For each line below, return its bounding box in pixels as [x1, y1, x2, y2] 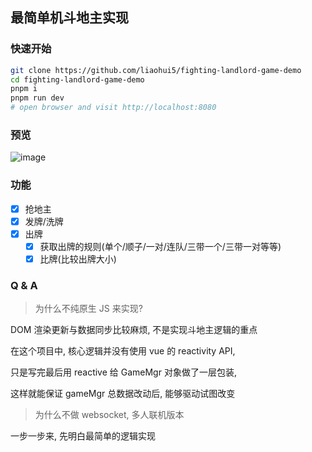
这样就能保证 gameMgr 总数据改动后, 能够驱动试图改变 [10, 388, 236, 400]
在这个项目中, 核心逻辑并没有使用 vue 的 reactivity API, [10, 345, 236, 357]
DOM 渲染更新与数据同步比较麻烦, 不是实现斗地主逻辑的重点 [10, 324, 258, 336]
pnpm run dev [10, 93, 65, 103]
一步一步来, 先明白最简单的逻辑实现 [10, 430, 156, 442]
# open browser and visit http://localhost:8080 [10, 103, 217, 113]
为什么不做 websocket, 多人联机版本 [34, 409, 185, 421]
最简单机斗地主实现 [10, 9, 129, 27]
